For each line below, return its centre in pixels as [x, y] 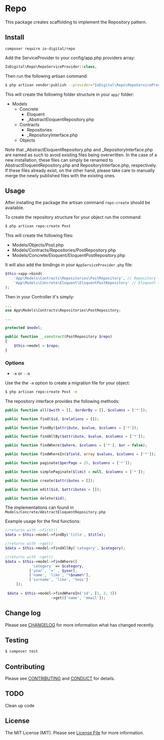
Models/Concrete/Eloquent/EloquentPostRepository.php [69, 255]
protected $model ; [24, 328]
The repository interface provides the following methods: [62, 401]
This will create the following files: [39, 235]
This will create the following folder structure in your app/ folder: [70, 94]
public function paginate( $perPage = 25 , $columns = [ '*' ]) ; [69, 463]
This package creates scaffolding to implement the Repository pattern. [76, 22]
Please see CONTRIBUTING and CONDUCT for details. [60, 678]
